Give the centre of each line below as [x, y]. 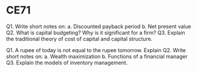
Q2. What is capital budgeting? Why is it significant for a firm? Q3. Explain [96, 32]
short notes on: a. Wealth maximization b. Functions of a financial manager [97, 56]
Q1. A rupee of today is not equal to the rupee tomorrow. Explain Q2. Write [96, 50]
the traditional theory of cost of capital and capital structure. [79, 39]
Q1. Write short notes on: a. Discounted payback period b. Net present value [99, 26]
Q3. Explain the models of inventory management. [67, 63]
